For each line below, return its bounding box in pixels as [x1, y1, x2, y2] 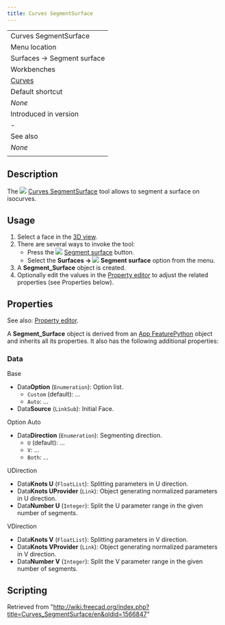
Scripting [7, 585, 48, 596]
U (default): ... [27, 438, 65, 447]
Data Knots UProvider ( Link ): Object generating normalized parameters [16, 487, 217, 495]
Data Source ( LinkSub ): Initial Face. [16, 405, 114, 413]
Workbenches [10, 64, 56, 74]
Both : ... [27, 453, 49, 462]
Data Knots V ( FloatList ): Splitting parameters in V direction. [16, 536, 188, 544]
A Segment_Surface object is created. [16, 263, 127, 272]
